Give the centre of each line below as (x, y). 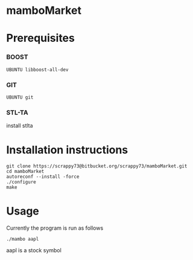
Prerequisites (41, 38)
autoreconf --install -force (43, 177)
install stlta (20, 126)
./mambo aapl (23, 239)
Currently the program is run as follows (55, 228)
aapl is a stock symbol (34, 250)
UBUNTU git (20, 97)
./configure (21, 182)
